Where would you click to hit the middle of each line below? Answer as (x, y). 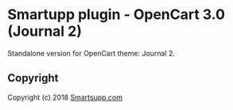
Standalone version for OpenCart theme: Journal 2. (91, 53)
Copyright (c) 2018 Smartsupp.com (65, 97)
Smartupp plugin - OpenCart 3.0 (116, 15)
